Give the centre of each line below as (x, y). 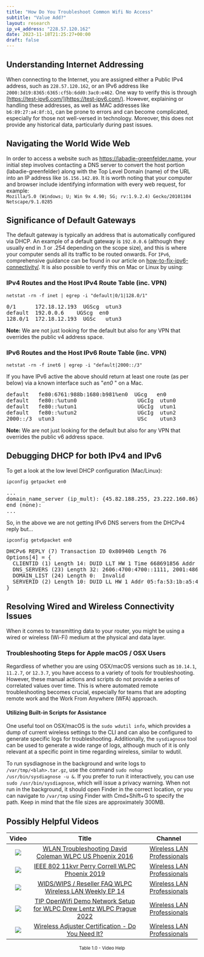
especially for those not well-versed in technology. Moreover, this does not (100, 118)
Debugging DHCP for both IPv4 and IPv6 (84, 456)
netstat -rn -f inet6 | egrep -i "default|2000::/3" (74, 365)
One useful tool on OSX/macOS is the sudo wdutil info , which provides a (99, 726)
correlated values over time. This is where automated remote (83, 685)
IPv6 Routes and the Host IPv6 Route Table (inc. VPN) (87, 352)
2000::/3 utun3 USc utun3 (91, 419)
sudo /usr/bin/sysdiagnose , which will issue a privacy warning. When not (98, 783)
